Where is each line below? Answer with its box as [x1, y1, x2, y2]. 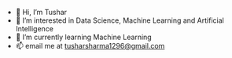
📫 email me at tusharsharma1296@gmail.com [15, 42, 165, 50]
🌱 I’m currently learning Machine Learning [15, 32, 152, 42]
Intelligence [15, 24, 53, 33]
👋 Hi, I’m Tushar [15, 8, 68, 16]
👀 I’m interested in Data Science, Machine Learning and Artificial [15, 16, 224, 25]
